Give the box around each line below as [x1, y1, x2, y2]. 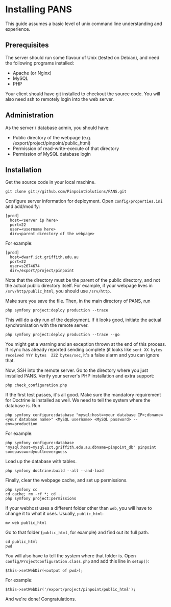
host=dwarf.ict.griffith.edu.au [10, 255, 79, 260]
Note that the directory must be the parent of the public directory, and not [5, 277, 160, 283]
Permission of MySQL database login [12, 151, 91, 157]
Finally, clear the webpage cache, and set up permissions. [5, 477, 128, 484]
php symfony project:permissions [5, 496, 77, 501]
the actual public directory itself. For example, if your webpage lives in [5, 283, 153, 289]
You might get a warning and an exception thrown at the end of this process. [5, 341, 166, 347]
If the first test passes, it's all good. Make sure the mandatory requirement [5, 392, 161, 398]
